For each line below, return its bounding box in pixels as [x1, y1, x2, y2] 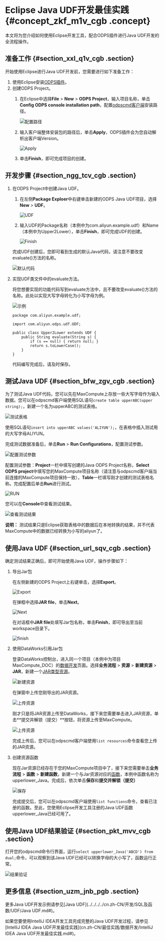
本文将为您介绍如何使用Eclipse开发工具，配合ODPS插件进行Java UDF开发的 [5, 32, 160, 38]
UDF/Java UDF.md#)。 [11, 907, 58, 913]
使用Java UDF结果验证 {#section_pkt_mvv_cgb [5, 827, 151, 835]
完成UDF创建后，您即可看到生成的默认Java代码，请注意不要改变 [12, 248, 143, 254]
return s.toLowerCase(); [30, 343, 81, 348]
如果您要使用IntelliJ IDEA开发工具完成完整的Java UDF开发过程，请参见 [5, 918, 149, 924]
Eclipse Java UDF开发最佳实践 [5, 4, 129, 16]
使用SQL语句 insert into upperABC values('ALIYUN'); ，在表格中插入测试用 [5, 424, 158, 431]
